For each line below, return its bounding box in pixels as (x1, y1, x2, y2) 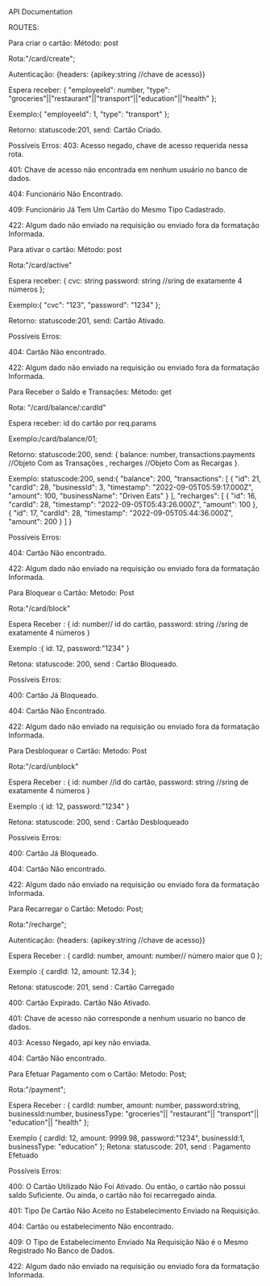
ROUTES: (8, 23, 39, 32)
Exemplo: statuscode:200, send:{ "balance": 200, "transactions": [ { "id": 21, (8, 474, 262, 483)
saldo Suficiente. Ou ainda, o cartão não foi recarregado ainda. (8, 1191, 218, 1200)
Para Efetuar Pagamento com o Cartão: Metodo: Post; (8, 1070, 187, 1078)
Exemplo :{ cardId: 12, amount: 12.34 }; (8, 967, 137, 976)
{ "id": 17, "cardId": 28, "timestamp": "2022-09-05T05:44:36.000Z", (8, 508, 234, 518)
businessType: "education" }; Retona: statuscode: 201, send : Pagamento (8, 1142, 251, 1151)
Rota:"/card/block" (8, 603, 71, 613)
